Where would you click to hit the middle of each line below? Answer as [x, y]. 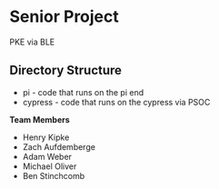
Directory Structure [66, 70]
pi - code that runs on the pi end [83, 92]
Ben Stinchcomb [54, 175]
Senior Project [65, 17]
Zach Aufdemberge [59, 146]
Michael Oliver [50, 166]
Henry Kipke [46, 137]
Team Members [40, 119]
